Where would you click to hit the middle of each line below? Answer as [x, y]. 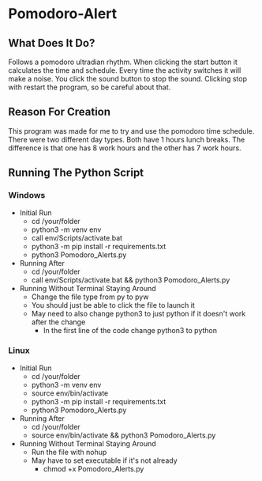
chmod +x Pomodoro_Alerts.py [94, 468]
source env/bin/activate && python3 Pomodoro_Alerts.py [124, 435]
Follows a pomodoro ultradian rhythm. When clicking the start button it [123, 62]
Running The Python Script [76, 173]
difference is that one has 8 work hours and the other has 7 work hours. [125, 148]
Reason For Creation [60, 112]
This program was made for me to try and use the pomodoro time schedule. [131, 131]
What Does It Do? [52, 43]
